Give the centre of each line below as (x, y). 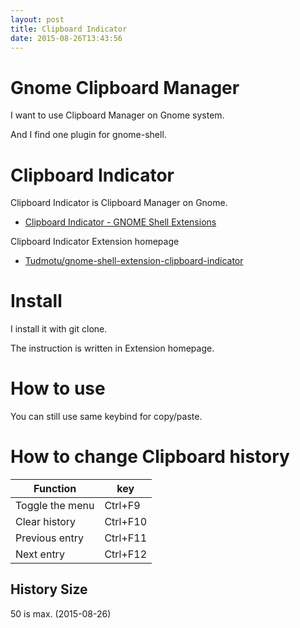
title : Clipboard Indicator (69, 29)
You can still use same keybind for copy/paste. (106, 417)
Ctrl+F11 (126, 538)
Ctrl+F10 (126, 522)
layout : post (37, 19)
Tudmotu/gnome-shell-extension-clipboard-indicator (134, 261)
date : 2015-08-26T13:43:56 (66, 38)
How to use (58, 388)
